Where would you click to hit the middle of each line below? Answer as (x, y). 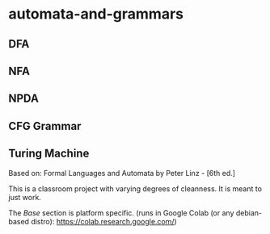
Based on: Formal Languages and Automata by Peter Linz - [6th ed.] (122, 173)
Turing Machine (49, 154)
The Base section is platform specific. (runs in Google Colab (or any (121, 213)
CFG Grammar (45, 126)
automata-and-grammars (96, 14)
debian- (249, 213)
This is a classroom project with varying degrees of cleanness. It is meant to (135, 188)
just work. (25, 197)
